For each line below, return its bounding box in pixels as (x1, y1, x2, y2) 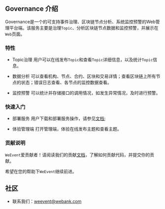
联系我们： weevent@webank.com (12, 198, 82, 204)
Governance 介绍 (5, 4, 58, 13)
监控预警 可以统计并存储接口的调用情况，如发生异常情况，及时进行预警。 (12, 90, 161, 96)
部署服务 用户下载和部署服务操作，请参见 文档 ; (12, 115, 106, 122)
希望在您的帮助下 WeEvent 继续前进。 (5, 168, 77, 174)
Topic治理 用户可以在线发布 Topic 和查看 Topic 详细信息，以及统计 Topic (12, 57, 153, 63)
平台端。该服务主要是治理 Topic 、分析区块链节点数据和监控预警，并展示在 (9, 25, 159, 31)
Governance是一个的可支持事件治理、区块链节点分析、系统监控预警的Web (5, 19, 156, 25)
